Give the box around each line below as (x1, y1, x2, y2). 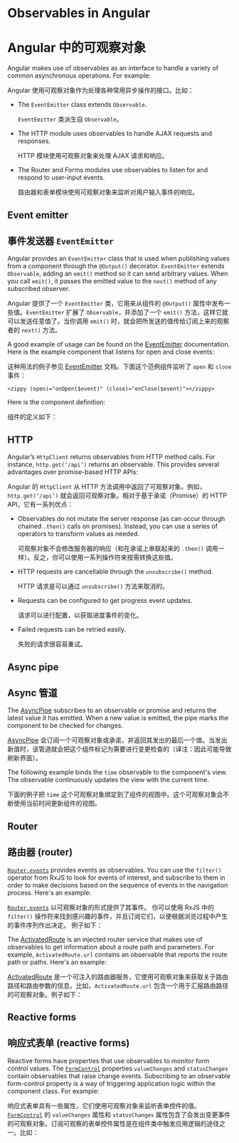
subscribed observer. (7, 285, 70, 293)
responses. (17, 137, 51, 145)
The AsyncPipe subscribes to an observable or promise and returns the (7, 706, 217, 715)
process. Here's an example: (7, 888, 91, 897)
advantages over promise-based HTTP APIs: (7, 468, 139, 476)
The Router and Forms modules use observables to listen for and (17, 166, 208, 174)
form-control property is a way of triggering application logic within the (7, 1079, 216, 1087)
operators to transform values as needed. (17, 530, 140, 538)
